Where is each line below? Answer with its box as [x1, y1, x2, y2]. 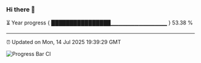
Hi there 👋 [6, 5, 36, 14]
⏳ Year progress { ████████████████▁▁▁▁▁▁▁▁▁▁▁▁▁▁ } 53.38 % [6, 19, 193, 26]
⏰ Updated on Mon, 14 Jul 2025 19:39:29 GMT [6, 39, 121, 46]
